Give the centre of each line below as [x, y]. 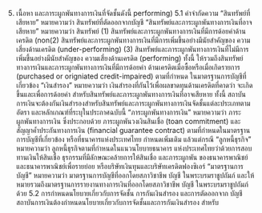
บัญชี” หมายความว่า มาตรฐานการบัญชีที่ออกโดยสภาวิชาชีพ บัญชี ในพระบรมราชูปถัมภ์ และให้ [135, 175]
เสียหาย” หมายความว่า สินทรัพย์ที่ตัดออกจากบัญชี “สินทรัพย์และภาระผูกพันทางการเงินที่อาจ [134, 22]
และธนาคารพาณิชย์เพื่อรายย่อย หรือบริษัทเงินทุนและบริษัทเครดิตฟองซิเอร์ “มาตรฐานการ [130, 166]
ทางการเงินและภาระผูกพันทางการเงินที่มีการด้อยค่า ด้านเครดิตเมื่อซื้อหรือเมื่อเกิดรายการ [128, 67]
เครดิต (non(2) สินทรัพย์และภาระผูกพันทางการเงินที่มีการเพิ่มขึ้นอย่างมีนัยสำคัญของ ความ [133, 40]
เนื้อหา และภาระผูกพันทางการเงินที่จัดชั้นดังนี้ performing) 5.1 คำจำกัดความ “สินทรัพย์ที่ [133, 13]
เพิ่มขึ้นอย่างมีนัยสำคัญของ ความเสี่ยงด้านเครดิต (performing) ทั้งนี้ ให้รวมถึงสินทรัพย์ [129, 58]
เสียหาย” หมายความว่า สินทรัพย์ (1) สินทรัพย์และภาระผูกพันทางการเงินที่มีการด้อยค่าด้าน [131, 31]
